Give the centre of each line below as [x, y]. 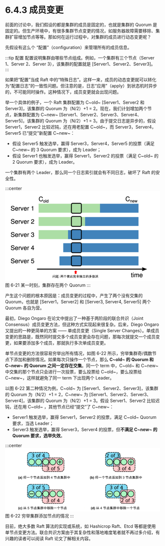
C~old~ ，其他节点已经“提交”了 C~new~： [71, 406]
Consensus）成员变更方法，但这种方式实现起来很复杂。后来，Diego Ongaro [82, 324]
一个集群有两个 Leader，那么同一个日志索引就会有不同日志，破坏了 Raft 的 [80, 172]
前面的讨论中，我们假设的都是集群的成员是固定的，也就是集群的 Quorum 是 [81, 25]
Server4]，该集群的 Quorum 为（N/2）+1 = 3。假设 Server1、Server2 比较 [80, 401]
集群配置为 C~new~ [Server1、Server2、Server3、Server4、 [80, 115]
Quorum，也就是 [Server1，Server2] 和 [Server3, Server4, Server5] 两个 [78, 302]
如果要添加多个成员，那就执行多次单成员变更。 [61, 343]
